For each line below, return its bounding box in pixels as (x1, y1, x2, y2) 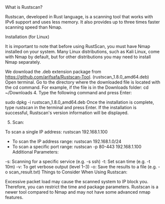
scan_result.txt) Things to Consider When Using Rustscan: (9, 169, 128, 175)
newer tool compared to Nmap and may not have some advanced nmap (5, 189, 151, 195)
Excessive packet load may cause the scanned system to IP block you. (5, 179, 149, 184)
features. (5, 195, 24, 200)
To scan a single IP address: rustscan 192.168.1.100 (5, 129, 108, 135)
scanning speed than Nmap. (5, 24, 63, 30)
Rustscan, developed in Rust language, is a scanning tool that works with (5, 14, 153, 19)
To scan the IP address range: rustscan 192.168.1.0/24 (12, 138, 122, 144)
